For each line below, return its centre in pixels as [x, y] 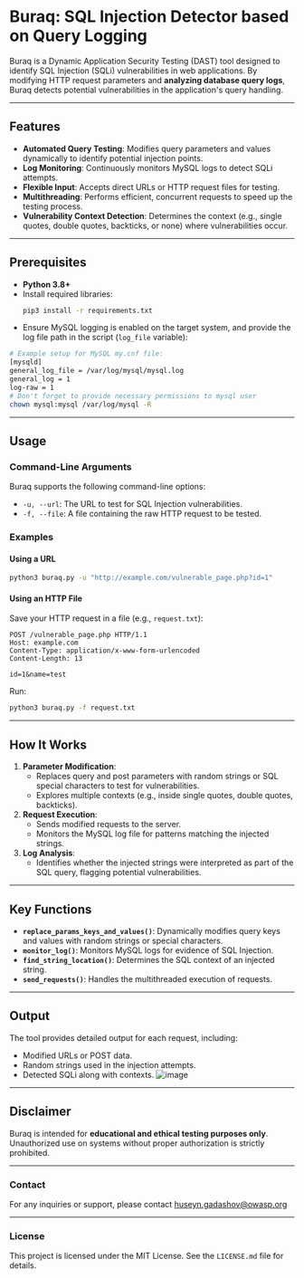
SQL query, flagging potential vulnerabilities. [119, 873]
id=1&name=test [38, 675]
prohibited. [29, 1152]
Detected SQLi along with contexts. [88, 1074]
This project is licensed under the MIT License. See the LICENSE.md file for [147, 1256]
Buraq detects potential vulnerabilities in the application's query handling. [146, 90]
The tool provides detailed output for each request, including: [123, 1037]
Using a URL [33, 558]
